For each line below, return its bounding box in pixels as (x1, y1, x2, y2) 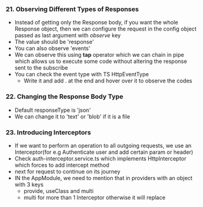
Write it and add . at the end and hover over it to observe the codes (23, 77, 193, 84)
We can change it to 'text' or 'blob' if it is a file (14, 112, 130, 120)
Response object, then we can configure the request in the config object (14, 25, 197, 32)
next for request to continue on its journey (14, 167, 121, 175)
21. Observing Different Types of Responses (5, 5, 139, 13)
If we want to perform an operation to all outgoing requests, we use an (14, 142, 192, 149)
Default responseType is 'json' (14, 106, 91, 114)
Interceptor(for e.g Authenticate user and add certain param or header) (14, 148, 193, 156)
